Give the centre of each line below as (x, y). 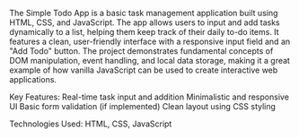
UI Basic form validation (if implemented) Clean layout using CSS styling (143, 106)
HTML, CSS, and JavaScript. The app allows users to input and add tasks (145, 22)
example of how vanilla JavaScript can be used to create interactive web (144, 70)
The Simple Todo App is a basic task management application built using (144, 13)
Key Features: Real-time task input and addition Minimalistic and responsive (149, 97)
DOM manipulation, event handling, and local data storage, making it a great (149, 60)
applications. (33, 79)
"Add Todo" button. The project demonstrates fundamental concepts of (141, 51)
